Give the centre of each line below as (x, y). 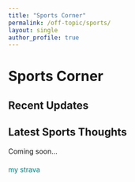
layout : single (33, 30)
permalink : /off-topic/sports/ (60, 23)
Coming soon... (33, 151)
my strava (24, 169)
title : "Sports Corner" (47, 15)
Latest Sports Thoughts (68, 132)
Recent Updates (49, 105)
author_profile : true (44, 37)
